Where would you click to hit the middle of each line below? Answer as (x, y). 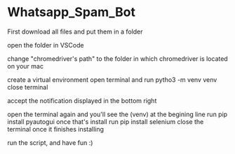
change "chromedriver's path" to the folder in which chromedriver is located (117, 58)
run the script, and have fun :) (50, 142)
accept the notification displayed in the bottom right (82, 100)
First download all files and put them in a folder (75, 31)
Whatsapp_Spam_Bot (71, 12)
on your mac (26, 66)
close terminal (28, 87)
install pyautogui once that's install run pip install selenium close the (106, 121)
